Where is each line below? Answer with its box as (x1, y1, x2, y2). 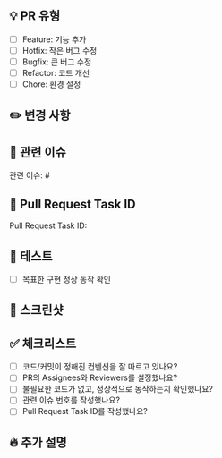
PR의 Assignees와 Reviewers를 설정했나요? (21, 372, 178, 383)
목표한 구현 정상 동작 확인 (21, 274, 112, 284)
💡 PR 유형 (9, 8, 61, 24)
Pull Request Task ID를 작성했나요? (21, 406, 148, 417)
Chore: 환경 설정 (21, 79, 81, 89)
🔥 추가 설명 (9, 435, 67, 450)
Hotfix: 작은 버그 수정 (21, 45, 98, 55)
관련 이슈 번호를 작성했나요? (21, 394, 121, 405)
